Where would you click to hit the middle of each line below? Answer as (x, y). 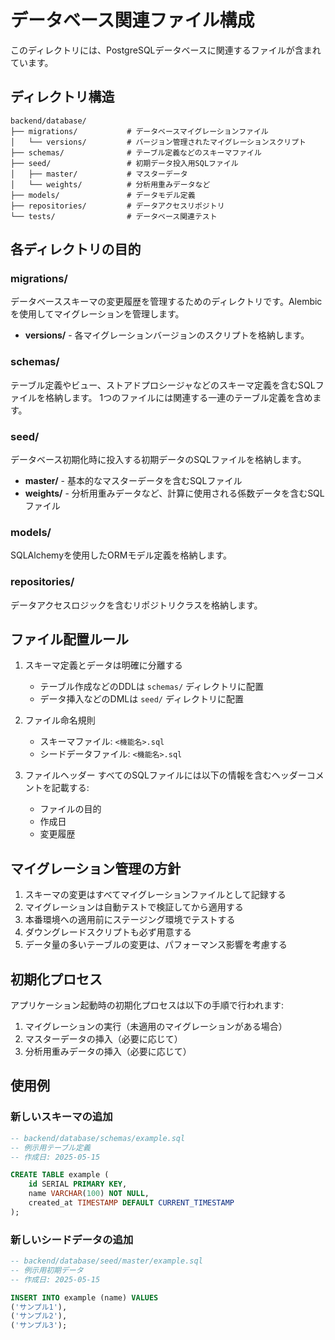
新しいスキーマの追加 (61, 1117)
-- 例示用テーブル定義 (50, 1147)
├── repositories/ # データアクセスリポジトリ (117, 206)
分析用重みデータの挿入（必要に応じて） (108, 1052)
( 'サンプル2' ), (39, 1316)
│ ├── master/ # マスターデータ (99, 174)
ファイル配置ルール (69, 639)
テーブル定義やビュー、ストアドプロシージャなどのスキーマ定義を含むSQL (163, 385)
